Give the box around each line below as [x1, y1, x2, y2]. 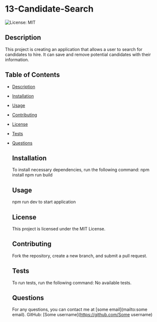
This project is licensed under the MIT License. [12, 226, 106, 231]
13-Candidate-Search [5, 3, 94, 15]
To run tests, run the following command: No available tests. [12, 280, 132, 286]
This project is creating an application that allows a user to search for [5, 46, 143, 52]
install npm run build [12, 172, 53, 178]
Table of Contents [5, 71, 60, 79]
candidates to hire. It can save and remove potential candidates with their [5, 51, 151, 57]
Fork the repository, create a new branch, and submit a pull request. [12, 253, 147, 258]
